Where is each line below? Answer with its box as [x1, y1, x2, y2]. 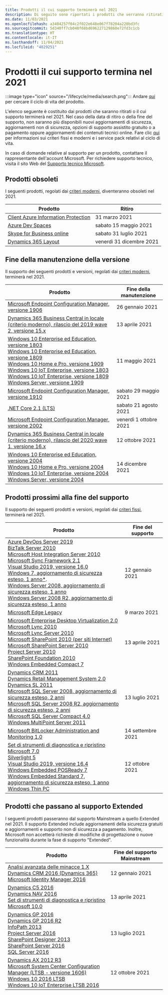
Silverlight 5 [7, 754, 36, 761]
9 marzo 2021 [124, 609, 158, 616]
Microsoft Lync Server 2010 [7, 630, 74, 636]
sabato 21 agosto [116, 402, 158, 409]
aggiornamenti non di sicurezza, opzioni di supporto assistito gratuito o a [5, 124, 155, 130]
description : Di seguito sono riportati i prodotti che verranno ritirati [5, 12, 164, 17]
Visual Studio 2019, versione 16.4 [7, 760, 88, 767]
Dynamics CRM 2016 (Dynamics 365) [7, 869, 98, 876]
